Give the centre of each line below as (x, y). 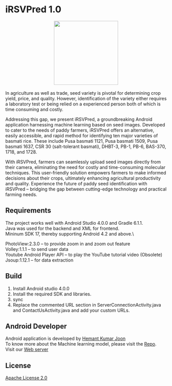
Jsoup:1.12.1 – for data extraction (39, 260)
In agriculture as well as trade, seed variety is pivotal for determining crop (83, 93)
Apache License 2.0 (26, 378)
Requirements (28, 211)
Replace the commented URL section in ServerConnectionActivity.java (87, 305)
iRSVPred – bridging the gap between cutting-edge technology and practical (86, 189)
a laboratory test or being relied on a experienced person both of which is (83, 104)
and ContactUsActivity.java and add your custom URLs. (71, 310)
